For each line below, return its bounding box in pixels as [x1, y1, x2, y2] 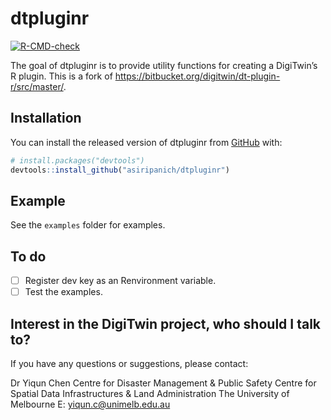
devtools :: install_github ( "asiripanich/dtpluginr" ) [10, 165, 230, 175]
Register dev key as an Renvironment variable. [24, 275, 217, 287]
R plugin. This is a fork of [10, 70, 113, 82]
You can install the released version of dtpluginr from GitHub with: [10, 136, 283, 148]
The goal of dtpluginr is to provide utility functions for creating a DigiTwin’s [10, 59, 318, 71]
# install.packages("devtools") [10, 155, 145, 166]
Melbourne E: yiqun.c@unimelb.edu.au [10, 398, 171, 411]
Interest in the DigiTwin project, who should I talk [10, 315, 322, 332]
